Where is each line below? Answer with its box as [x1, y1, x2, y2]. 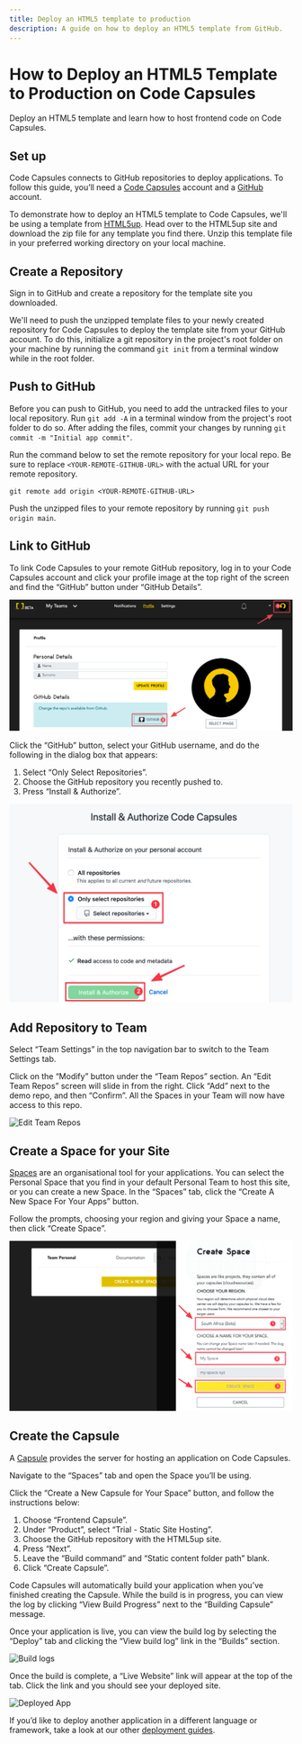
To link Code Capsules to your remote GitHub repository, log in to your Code [9, 562, 292, 573]
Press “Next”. [22, 1543, 72, 1554]
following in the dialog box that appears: [9, 749, 158, 760]
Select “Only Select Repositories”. [22, 767, 148, 778]
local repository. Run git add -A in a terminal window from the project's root [9, 413, 292, 423]
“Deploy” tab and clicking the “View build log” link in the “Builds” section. [9, 1635, 280, 1646]
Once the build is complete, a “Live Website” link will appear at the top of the [9, 1670, 294, 1681]
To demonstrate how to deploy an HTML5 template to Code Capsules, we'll [9, 209, 288, 220]
